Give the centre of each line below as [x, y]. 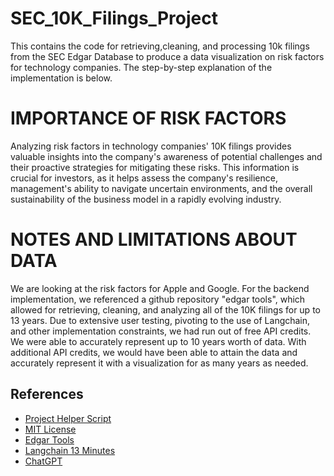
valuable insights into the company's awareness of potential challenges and [166, 156]
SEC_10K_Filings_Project [114, 18]
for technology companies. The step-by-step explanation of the [141, 67]
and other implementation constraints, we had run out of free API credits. [161, 331]
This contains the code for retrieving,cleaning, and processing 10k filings [160, 46]
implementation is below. [61, 78]
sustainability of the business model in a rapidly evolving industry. [146, 199]
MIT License [50, 429]
